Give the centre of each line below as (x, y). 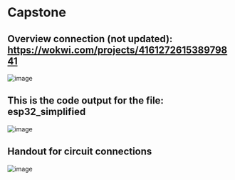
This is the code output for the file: (85, 101)
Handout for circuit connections (80, 152)
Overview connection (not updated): (90, 39)
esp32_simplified (47, 112)
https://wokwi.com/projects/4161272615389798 (117, 50)
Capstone (37, 12)
